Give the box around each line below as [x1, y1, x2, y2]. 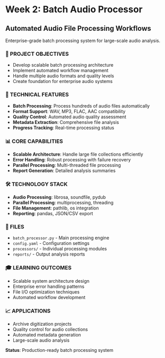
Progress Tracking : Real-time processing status [12, 124, 114, 131]
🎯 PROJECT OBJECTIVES [5, 50, 69, 57]
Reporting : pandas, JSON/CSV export [12, 210, 93, 217]
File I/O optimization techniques [12, 288, 80, 295]
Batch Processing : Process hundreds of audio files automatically [12, 102, 150, 109]
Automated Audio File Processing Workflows [5, 24, 152, 33]
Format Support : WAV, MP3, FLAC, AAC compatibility [12, 108, 126, 114]
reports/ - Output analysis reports [12, 251, 85, 257]
